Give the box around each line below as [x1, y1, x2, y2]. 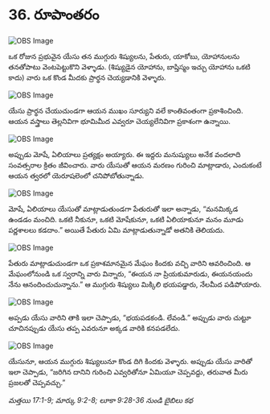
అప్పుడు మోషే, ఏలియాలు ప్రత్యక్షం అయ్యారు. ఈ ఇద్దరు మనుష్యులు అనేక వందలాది [8, 149, 241, 159]
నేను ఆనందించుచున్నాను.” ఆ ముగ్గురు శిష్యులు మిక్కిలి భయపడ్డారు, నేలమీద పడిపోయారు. [8, 279, 262, 289]
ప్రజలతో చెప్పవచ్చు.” [8, 377, 66, 387]
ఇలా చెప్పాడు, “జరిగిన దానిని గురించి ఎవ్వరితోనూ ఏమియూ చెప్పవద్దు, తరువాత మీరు [8, 366, 248, 376]
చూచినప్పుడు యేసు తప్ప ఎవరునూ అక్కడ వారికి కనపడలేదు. [8, 323, 181, 333]
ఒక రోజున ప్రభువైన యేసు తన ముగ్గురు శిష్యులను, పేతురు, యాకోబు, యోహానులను [8, 51, 240, 61]
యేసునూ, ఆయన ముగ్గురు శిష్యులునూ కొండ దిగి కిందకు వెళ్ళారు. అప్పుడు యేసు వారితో [8, 356, 253, 366]
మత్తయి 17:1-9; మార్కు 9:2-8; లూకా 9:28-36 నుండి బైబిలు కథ [8, 395, 194, 404]
